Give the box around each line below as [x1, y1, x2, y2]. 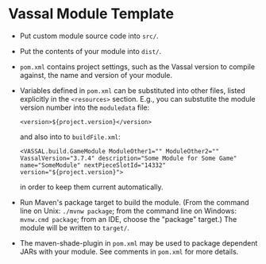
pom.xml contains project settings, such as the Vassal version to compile [19, 61, 256, 72]
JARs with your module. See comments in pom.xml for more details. [19, 247, 239, 256]
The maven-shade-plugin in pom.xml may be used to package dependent [19, 238, 258, 247]
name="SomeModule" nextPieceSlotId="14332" [19, 161, 167, 169]
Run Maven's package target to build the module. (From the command [19, 197, 249, 207]
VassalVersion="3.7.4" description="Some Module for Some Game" [19, 154, 237, 162]
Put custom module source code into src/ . [19, 31, 159, 41]
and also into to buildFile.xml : [19, 132, 121, 142]
